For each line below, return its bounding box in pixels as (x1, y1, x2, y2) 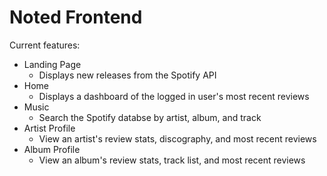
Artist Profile (23, 122, 76, 134)
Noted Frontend (9, 6, 143, 29)
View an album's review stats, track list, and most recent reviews (38, 154, 306, 166)
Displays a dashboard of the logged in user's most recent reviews (38, 90, 310, 102)
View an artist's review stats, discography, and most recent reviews (38, 132, 317, 145)
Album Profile (23, 143, 81, 155)
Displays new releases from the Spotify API (38, 69, 217, 81)
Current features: (9, 39, 81, 51)
